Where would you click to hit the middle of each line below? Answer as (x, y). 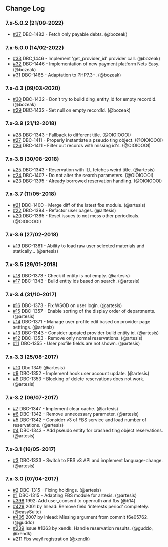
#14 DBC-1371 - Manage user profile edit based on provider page (81, 322)
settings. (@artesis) (33, 327)
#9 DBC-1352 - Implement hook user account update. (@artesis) (81, 374)
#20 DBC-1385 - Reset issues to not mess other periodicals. (76, 216)
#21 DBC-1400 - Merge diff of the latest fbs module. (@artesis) (79, 205)
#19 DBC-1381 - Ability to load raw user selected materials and (79, 246)
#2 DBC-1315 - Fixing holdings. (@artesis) (57, 490)
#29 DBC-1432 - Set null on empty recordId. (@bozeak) (71, 110)
